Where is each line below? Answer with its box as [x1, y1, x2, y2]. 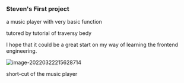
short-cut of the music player [6, 71, 78, 78]
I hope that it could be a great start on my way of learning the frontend [6, 41, 179, 49]
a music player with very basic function [6, 18, 102, 25]
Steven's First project [6, 5, 69, 13]
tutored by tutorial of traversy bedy [6, 30, 92, 37]
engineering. [6, 47, 37, 55]
